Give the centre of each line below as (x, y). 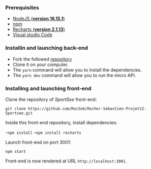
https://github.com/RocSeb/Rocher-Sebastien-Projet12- (87, 109)
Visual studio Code (32, 35)
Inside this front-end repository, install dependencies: (62, 122)
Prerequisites (22, 8)
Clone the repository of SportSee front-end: (51, 99)
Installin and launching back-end (47, 48)
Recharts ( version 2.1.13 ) (39, 29)
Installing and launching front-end (48, 88)
